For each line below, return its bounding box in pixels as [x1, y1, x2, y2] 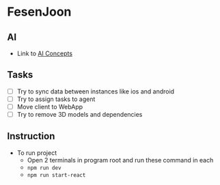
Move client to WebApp [16, 102, 83, 111]
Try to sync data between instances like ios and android [16, 87, 175, 96]
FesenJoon [7, 4, 72, 20]
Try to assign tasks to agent [16, 95, 96, 103]
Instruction [7, 130, 55, 142]
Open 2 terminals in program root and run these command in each [27, 156, 214, 164]
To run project [16, 148, 57, 157]
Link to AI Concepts [16, 49, 73, 57]
